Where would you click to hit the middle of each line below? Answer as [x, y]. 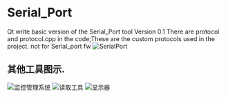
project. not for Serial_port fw [49, 46]
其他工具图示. [36, 70]
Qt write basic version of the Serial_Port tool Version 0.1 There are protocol [113, 32]
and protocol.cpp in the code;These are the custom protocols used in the [111, 38]
